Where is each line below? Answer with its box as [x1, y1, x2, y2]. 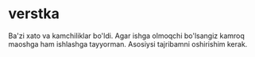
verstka [8, 5, 60, 23]
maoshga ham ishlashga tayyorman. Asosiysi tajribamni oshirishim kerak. [8, 39, 248, 48]
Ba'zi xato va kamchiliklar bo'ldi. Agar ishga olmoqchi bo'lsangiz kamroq [8, 31, 245, 40]
